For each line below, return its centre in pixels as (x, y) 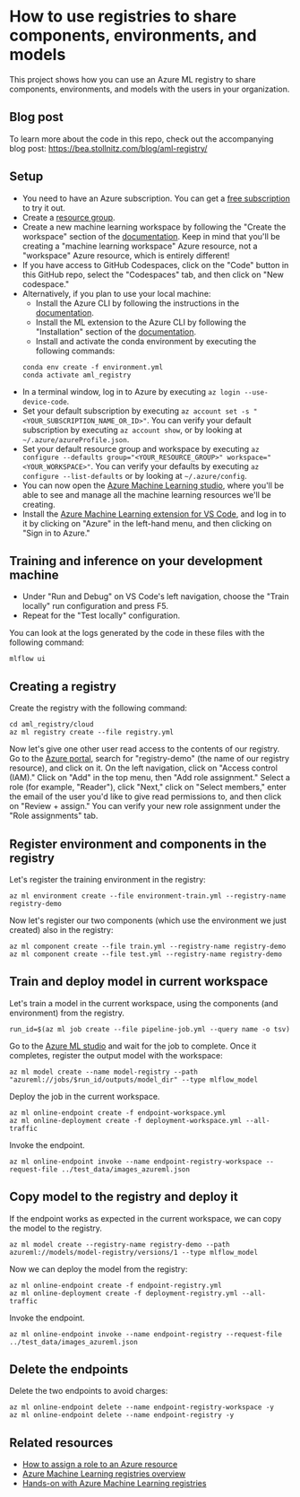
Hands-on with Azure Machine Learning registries (114, 1484)
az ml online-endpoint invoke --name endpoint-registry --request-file (146, 1334)
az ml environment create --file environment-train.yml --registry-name (148, 896)
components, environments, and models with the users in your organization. (150, 89)
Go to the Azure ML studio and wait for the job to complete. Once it (133, 1046)
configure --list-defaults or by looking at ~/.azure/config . (135, 475)
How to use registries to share (123, 17)
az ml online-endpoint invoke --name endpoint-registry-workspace (136, 1162)
